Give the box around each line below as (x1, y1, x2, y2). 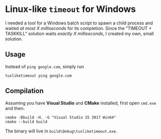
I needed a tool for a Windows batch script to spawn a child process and (5, 20, 153, 26)
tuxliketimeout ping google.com (5, 73, 72, 78)
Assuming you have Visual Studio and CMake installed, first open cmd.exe (5, 100, 157, 106)
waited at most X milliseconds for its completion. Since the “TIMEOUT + (5, 25, 152, 31)
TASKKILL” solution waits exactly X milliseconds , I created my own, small (5, 30, 154, 36)
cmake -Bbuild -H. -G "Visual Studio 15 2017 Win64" (5, 115, 116, 120)
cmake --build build (5, 119, 48, 124)
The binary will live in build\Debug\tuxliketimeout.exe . (5, 128, 117, 134)
